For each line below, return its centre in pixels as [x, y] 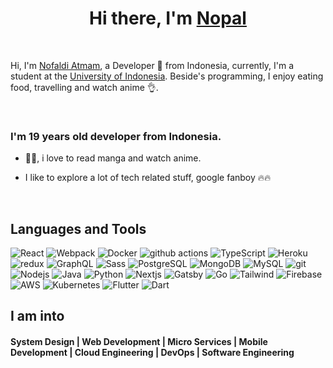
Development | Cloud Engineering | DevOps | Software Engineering [152, 353]
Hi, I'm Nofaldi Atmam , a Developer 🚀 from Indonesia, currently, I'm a [152, 65]
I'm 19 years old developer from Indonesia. [116, 136]
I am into [37, 316]
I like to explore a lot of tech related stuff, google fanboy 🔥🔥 [148, 178]
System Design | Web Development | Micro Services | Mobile [139, 342]
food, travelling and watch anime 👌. [84, 87]
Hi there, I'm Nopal [168, 18]
